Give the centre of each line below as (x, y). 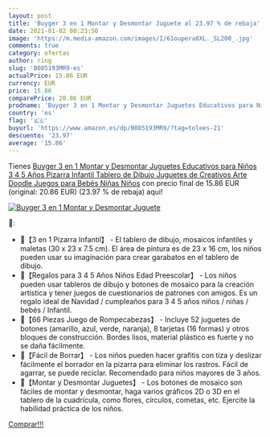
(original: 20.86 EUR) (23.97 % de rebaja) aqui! (86, 192)
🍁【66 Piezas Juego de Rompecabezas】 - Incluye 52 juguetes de (130, 320)
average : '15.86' (37, 143)
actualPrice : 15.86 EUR (48, 76)
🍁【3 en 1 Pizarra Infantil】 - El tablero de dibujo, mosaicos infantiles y (136, 239)
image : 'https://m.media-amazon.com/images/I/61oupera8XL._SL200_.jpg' (131, 38)
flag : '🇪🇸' (28, 121)
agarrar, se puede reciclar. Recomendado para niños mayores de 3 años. (140, 373)
